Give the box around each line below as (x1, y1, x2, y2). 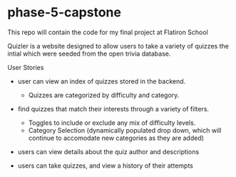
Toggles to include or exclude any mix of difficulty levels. (28, 118, 196, 127)
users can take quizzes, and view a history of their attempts (17, 161, 194, 170)
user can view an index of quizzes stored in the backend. (17, 76, 186, 86)
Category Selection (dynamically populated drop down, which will (28, 126, 222, 134)
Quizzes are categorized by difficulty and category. (28, 91, 180, 99)
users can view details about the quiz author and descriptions (17, 147, 200, 156)
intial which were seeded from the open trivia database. (7, 49, 171, 58)
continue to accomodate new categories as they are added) (28, 133, 205, 142)
